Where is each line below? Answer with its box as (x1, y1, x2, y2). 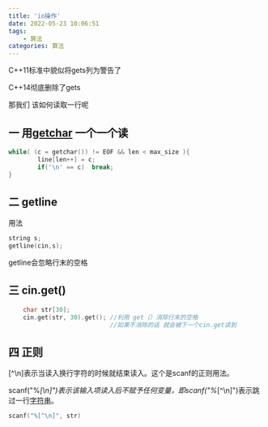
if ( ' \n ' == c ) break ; (37, 163, 114, 171)
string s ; (8, 235, 42, 243)
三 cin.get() (8, 283, 66, 297)
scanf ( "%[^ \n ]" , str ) (8, 412, 82, 421)
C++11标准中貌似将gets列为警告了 (8, 66, 121, 75)
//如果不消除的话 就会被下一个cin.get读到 (109, 321, 237, 329)
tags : (8, 27, 27, 35)
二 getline (8, 195, 58, 209)
